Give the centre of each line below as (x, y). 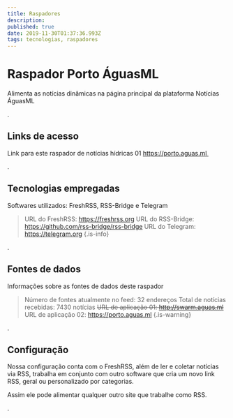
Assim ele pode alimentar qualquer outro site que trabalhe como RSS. (107, 395)
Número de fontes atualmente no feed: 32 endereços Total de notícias (125, 299)
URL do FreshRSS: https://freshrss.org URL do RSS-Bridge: (109, 219)
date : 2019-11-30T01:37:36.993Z (54, 33)
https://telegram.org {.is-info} (67, 234)
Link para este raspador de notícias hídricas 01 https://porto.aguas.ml (107, 153)
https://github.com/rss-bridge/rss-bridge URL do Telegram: (110, 226)
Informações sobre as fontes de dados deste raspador (85, 286)
